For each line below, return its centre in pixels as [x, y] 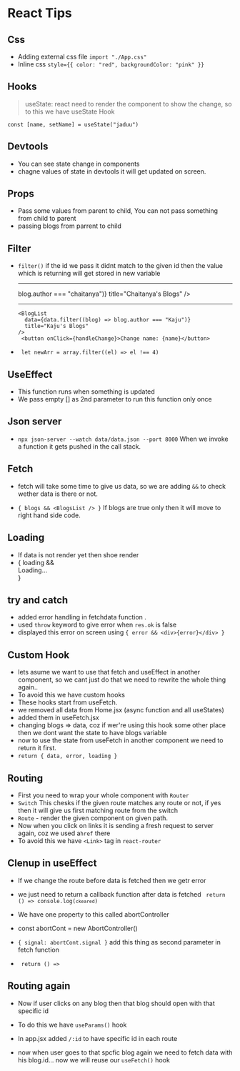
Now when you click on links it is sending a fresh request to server [116, 825]
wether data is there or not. [58, 494]
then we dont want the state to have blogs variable [92, 733]
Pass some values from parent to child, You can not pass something [118, 211]
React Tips [40, 13]
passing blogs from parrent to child [69, 226]
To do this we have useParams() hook [72, 1025]
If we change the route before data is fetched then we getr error [112, 880]
